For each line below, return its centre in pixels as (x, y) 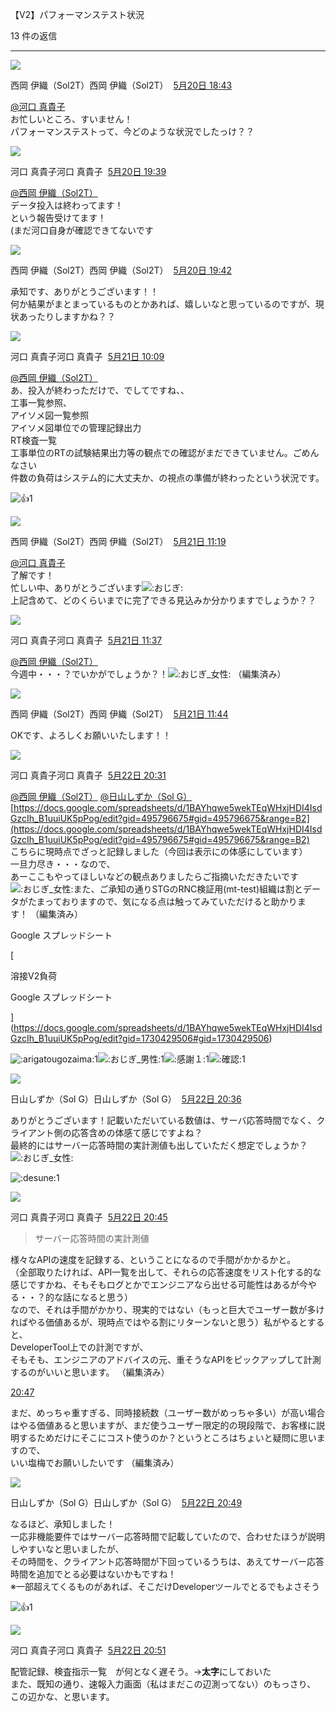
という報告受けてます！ (58, 217)
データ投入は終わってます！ (67, 205)
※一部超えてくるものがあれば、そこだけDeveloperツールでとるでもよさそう (165, 1586)
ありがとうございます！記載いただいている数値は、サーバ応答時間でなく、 (163, 1120)
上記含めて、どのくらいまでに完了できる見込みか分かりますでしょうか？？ (163, 600)
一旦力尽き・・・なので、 (63, 864)
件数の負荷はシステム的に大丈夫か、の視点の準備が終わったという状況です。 (167, 477)
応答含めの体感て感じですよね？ (137, 1132)
